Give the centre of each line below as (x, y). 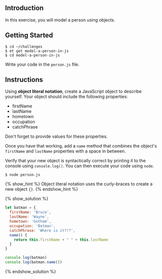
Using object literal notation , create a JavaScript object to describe (73, 91)
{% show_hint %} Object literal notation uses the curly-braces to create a (79, 184)
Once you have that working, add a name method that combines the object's (81, 146)
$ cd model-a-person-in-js (33, 55)
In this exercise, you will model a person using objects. (60, 20)
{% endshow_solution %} (31, 271)
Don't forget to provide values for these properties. (56, 136)
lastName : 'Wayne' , (29, 217)
